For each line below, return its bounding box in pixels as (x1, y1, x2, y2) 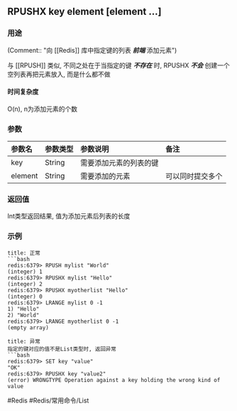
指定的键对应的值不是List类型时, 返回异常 (7, 345, 117, 353)
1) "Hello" (7, 305, 40, 312)
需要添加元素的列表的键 (80, 158, 159, 168)
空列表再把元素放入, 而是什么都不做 (7, 70, 111, 78)
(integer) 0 (7, 293, 43, 300)
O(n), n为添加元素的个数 (7, 105, 78, 113)
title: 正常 (7, 249, 40, 257)
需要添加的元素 (80, 171, 131, 181)
